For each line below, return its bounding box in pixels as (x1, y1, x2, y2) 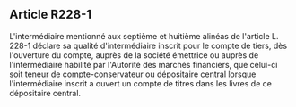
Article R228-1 (9, 7, 92, 22)
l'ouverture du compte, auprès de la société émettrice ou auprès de (9, 49, 259, 61)
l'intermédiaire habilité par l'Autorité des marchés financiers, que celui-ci (9, 59, 278, 70)
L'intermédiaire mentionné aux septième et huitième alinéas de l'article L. (9, 30, 279, 41)
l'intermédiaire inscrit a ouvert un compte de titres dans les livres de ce (9, 78, 272, 88)
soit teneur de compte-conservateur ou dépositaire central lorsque (9, 69, 257, 79)
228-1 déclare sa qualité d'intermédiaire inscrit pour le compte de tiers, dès (9, 40, 288, 51)
